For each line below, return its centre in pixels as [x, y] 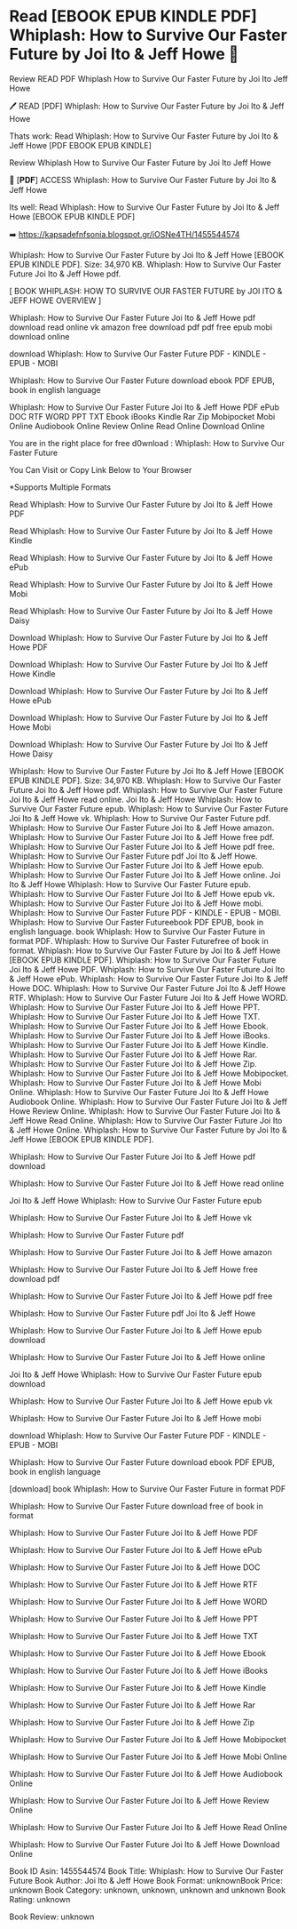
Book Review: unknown [52, 1917]
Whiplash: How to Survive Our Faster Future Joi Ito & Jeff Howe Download [145, 1844]
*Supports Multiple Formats [60, 487]
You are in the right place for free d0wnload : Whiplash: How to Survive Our [147, 443]
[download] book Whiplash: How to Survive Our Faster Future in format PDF [148, 1489]
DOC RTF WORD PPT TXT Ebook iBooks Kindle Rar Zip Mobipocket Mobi [142, 416]
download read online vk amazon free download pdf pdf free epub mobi [141, 327]
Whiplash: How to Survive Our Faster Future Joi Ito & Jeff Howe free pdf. [142, 836]
